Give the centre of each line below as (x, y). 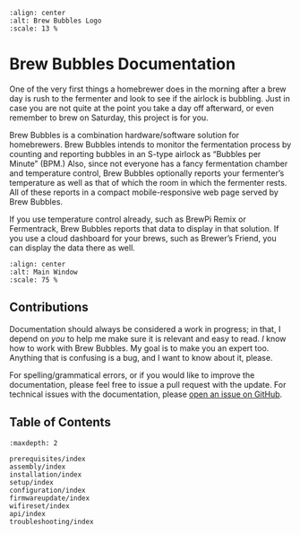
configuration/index (48, 490)
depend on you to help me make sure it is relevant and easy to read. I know (148, 338)
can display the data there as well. (73, 248)
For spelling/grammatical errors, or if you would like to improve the (132, 375)
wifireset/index (39, 506)
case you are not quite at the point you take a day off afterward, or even (142, 108)
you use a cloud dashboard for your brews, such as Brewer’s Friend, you (143, 238)
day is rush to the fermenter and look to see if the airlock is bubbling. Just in (150, 98)
